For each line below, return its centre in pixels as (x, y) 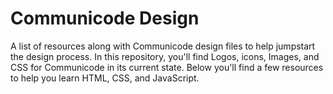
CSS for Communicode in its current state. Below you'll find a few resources (167, 67)
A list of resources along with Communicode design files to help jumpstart (163, 46)
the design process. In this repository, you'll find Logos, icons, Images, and (165, 56)
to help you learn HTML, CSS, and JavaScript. (105, 78)
